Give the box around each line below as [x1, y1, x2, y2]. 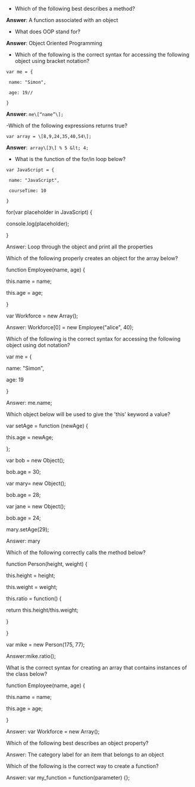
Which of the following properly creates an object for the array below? [6, 255, 178, 262]
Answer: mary [6, 537, 40, 544]
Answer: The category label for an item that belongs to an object [6, 751, 165, 758]
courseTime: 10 [8, 188, 46, 194]
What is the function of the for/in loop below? [14, 156, 126, 162]
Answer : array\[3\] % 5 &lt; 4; [6, 144, 89, 151]
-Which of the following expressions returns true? [6, 122, 128, 129]
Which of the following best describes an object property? [6, 739, 149, 747]
